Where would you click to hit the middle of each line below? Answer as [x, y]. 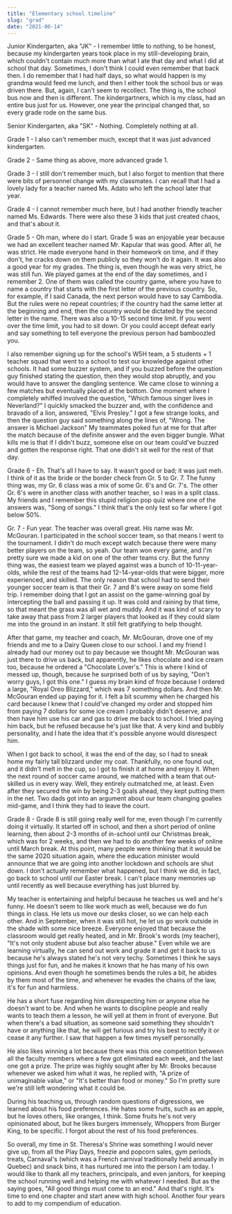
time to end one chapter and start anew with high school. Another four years [116, 1196]
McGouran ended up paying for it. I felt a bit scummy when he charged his [113, 696]
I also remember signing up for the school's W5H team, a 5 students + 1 [109, 354]
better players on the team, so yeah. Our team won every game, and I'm [110, 550]
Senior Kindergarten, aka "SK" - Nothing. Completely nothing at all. [103, 126]
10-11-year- [202, 565]
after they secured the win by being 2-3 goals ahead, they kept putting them [116, 791]
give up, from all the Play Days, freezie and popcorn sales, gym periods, [110, 1152]
